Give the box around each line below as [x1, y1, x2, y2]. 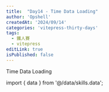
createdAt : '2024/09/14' [6, 19, 67, 25]
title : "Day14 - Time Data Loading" [6, 8, 98, 15]
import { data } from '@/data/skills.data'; [6, 79, 104, 86]
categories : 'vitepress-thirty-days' [6, 24, 98, 31]
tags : [6, 30, 19, 36]
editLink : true [6, 47, 43, 52]
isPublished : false [6, 52, 54, 58]
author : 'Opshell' [6, 14, 51, 20]
